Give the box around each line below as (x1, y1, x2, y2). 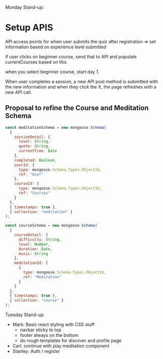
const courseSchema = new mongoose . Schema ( (5, 223, 98, 228)
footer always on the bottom (20, 332, 79, 338)
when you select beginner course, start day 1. (5, 68, 99, 75)
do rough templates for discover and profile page (20, 337, 122, 343)
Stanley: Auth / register (12, 348, 60, 354)
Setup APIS (5, 22, 54, 33)
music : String (18, 251, 49, 256)
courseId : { (14, 181, 39, 186)
